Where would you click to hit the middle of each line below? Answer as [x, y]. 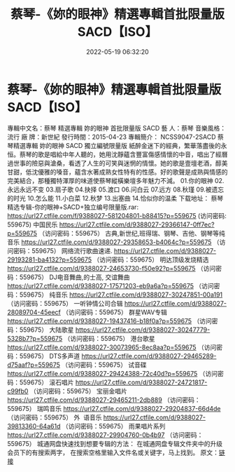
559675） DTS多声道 [50, 356]
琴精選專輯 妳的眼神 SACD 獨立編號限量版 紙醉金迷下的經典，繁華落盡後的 [114, 145]
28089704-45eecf [34, 312]
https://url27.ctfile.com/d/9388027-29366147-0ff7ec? [137, 224]
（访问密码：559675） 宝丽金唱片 [78, 391]
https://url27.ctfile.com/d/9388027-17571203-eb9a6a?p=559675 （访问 [111, 285]
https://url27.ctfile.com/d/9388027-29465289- [149, 356]
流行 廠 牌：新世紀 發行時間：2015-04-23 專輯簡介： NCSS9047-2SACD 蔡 [115, 137]
